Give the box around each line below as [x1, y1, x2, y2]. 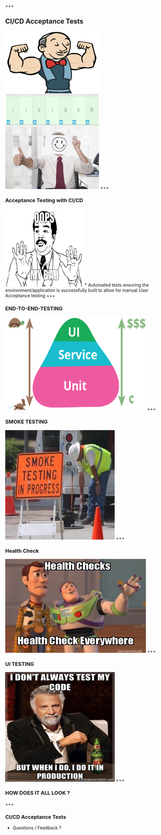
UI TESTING [5, 660, 34, 667]
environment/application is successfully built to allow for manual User [5, 287, 149, 293]
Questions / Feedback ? [12, 824, 61, 830]
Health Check [5, 547, 39, 554]
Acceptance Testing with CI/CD [5, 197, 83, 204]
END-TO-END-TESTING [5, 305, 63, 312]
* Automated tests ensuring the [84, 282, 149, 288]
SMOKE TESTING [5, 418, 48, 425]
